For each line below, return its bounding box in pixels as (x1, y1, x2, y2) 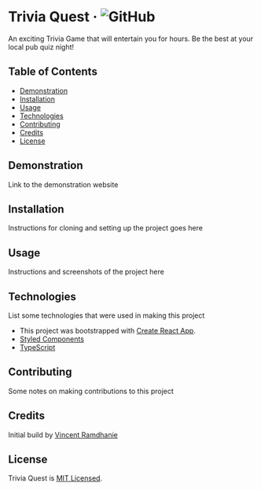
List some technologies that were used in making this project (8, 311, 205, 320)
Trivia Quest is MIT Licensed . (8, 473, 103, 483)
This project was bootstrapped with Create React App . (19, 326, 197, 335)
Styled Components (19, 334, 85, 344)
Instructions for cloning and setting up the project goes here (8, 223, 203, 233)
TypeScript (19, 343, 56, 352)
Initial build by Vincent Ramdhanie (8, 429, 118, 440)
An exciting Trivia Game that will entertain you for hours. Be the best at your (8, 34, 254, 43)
